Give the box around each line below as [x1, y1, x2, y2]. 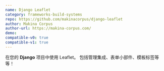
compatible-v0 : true [5, 35, 49, 40]
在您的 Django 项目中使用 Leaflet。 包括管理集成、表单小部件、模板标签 [5, 54, 155, 60]
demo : [5, 30, 17, 35]
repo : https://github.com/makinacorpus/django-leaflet [5, 16, 123, 21]
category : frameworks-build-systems [5, 12, 82, 17]
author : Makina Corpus [5, 21, 53, 26]
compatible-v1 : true [5, 40, 49, 45]
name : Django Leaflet [5, 7, 51, 12]
